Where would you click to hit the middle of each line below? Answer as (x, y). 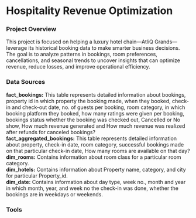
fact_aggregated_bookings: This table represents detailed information (92, 138)
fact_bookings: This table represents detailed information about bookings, (96, 94)
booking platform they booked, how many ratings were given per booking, (95, 113)
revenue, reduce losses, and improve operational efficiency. (78, 67)
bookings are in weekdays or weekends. (55, 194)
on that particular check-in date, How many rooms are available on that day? (98, 151)
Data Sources (26, 82)
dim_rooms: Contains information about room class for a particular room (94, 157)
